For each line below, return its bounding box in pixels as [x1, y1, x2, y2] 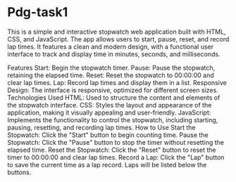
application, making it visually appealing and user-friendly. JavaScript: [7, 108, 211, 117]
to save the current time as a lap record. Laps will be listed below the [7, 160, 207, 169]
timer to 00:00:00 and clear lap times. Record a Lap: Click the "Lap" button [7, 152, 225, 162]
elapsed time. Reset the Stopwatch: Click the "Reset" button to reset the [7, 145, 216, 154]
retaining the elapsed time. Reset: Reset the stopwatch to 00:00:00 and [7, 71, 214, 79]
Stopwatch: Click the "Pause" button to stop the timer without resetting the [7, 138, 224, 146]
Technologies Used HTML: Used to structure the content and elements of [7, 93, 221, 102]
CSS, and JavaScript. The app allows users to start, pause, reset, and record [7, 34, 230, 43]
